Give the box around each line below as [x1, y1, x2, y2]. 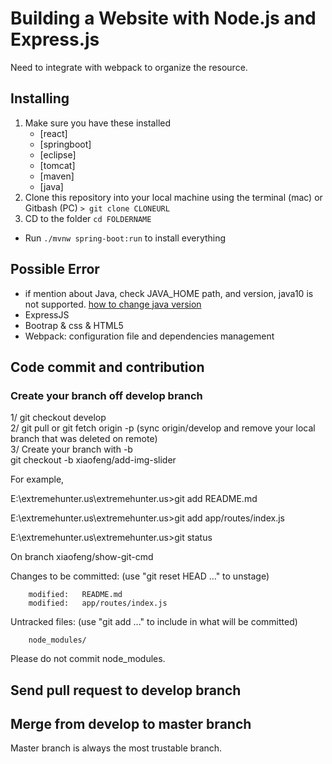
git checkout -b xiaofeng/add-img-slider [10, 454, 177, 466]
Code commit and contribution [10, 358, 205, 376]
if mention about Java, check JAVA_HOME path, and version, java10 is [24, 287, 314, 299]
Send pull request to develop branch [10, 682, 242, 699]
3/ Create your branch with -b [10, 443, 133, 456]
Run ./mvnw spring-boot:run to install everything [24, 232, 227, 244]
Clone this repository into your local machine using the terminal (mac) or [24, 191, 323, 203]
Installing [10, 90, 70, 107]
